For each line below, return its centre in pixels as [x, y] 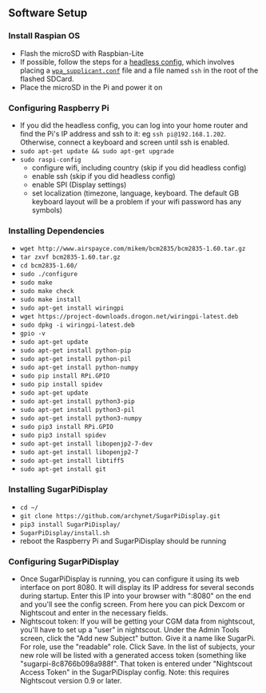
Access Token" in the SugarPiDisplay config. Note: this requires [125, 672]
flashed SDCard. [47, 78]
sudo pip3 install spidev [63, 436]
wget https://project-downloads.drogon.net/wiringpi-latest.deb [129, 317]
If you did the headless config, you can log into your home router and [134, 125]
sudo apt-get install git [63, 469]
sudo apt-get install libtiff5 [72, 461]
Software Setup [48, 13]
